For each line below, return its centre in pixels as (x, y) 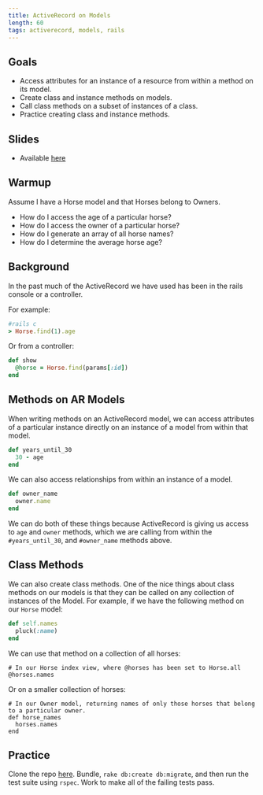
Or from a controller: (41, 346)
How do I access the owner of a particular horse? (100, 225)
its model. (35, 89)
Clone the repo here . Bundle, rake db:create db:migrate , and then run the (129, 774)
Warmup (30, 183)
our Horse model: (35, 609)
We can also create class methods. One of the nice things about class (121, 584)
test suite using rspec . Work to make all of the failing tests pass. (111, 782)
